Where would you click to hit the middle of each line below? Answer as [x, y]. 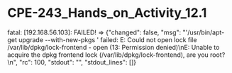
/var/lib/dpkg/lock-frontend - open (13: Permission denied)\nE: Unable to [114, 47]
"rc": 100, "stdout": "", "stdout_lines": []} [78, 62]
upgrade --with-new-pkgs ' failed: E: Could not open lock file [108, 39]
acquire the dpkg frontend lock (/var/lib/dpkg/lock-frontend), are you [108, 55]
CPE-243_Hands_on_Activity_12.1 [107, 13]
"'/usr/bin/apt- [204, 32]
